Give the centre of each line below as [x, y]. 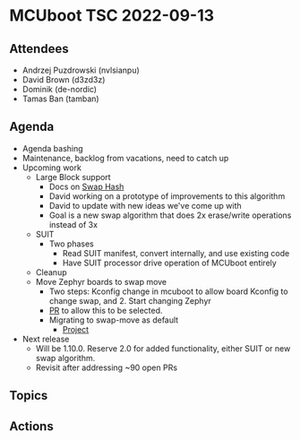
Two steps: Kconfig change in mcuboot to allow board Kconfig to [168, 291]
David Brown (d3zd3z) [64, 80]
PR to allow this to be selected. [106, 310]
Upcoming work [52, 168]
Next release [46, 339]
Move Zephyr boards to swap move [101, 281]
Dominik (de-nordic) [59, 89]
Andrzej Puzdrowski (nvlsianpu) [81, 70]
